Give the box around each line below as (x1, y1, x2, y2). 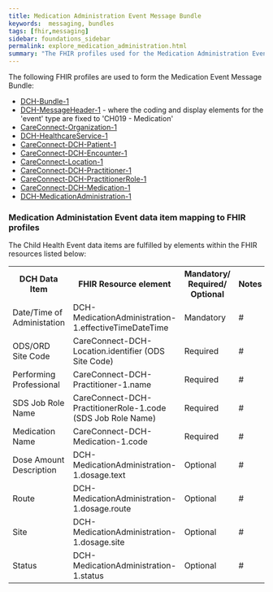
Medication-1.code (72, 436, 148, 447)
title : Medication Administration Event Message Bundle (8, 11, 201, 20)
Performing (12, 369, 56, 381)
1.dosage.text (72, 469, 126, 481)
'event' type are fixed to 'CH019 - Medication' (19, 114, 174, 123)
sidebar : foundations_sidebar (8, 34, 111, 43)
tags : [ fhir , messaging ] (8, 27, 89, 35)
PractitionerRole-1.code (72, 403, 167, 414)
